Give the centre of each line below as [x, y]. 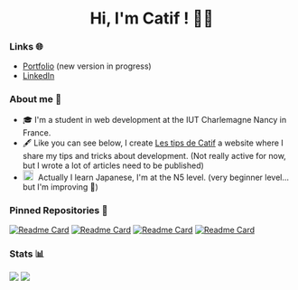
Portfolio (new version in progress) [87, 66]
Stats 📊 [27, 254]
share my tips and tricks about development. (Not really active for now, [154, 155]
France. [37, 132]
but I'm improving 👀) [61, 187]
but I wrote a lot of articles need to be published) [113, 165]
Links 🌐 [26, 47]
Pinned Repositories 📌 [59, 210]
